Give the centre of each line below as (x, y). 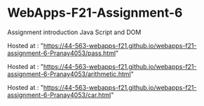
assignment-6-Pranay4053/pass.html (62, 53)
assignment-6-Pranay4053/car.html (59, 95)
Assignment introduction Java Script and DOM (74, 32)
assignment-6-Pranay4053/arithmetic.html (69, 74)
